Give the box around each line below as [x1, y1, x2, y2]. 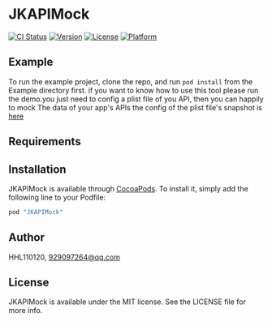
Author [8, 230, 45, 244]
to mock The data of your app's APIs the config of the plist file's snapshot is [8, 102, 262, 112]
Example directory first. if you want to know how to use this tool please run [8, 85, 259, 95]
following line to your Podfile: [8, 192, 106, 202]
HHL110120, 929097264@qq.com [8, 252, 120, 262]
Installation [8, 162, 67, 176]
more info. [8, 306, 43, 316]
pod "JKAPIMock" [8, 208, 63, 216]
